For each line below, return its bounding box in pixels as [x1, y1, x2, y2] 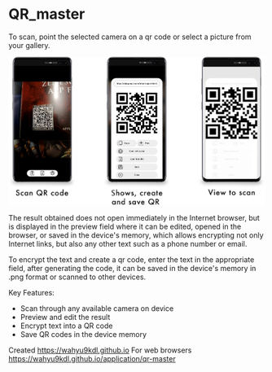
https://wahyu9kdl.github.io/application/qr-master [8, 354, 177, 364]
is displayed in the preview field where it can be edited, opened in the [8, 221, 242, 232]
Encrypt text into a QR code [20, 321, 113, 330]
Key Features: [8, 288, 55, 298]
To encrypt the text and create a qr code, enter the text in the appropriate [8, 255, 255, 265]
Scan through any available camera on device [20, 304, 174, 313]
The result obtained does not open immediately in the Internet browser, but [8, 213, 261, 223]
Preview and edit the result [20, 313, 111, 322]
